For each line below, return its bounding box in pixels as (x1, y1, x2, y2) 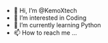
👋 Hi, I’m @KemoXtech (13, 7, 77, 14)
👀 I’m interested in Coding (13, 14, 87, 22)
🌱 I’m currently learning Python (13, 21, 101, 29)
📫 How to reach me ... (13, 29, 77, 37)
